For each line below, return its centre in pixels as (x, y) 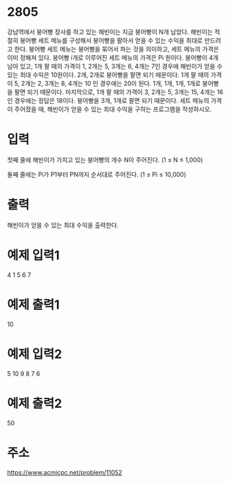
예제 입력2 (35, 354)
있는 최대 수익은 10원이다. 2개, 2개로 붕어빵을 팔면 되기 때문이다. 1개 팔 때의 (108, 75)
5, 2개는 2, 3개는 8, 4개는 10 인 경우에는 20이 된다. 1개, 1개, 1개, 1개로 (107, 83)
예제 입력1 (33, 256)
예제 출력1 (33, 305)
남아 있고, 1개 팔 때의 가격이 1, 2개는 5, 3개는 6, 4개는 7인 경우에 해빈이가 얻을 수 (115, 66)
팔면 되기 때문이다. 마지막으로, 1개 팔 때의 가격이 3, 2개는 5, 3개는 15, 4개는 (115, 92)
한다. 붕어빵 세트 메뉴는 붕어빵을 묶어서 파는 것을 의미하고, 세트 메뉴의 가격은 (117, 49)
